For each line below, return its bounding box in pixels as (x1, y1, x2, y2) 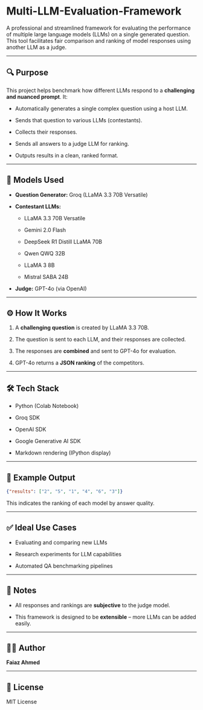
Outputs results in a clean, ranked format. (14, 151, 119, 159)
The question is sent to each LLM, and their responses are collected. (14, 336, 186, 343)
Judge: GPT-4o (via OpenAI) (14, 284, 87, 292)
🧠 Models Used (6, 175, 65, 185)
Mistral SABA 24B (24, 273, 68, 280)
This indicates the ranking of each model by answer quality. (6, 499, 155, 507)
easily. (14, 619, 31, 627)
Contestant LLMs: (14, 203, 62, 210)
